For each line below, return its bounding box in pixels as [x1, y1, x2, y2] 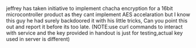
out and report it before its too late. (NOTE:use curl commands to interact [6, 23, 183, 30]
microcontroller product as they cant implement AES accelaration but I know [6, 11, 191, 18]
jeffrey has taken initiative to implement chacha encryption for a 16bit [6, 5, 173, 12]
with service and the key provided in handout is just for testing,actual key [6, 29, 183, 36]
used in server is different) [6, 36, 70, 42]
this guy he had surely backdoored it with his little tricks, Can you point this [6, 17, 188, 24]
